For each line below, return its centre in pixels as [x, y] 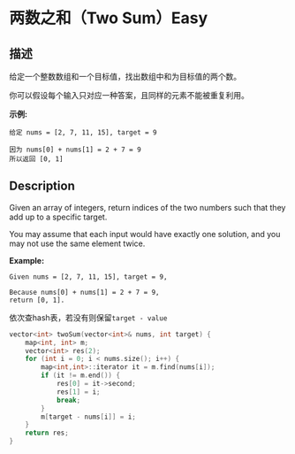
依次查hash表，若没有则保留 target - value [88, 317]
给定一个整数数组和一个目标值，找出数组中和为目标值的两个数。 [125, 77]
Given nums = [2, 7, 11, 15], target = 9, [88, 277]
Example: [27, 260]
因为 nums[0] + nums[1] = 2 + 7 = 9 [75, 150]
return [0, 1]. [37, 300]
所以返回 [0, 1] [36, 159]
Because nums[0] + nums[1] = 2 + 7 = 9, [85, 292]
